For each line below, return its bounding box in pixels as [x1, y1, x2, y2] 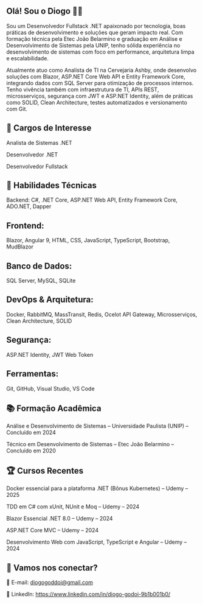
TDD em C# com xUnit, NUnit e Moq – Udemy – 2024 [6, 503, 140, 510]
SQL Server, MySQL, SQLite [6, 277, 76, 284]
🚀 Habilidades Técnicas [6, 180, 97, 191]
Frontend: [6, 220, 44, 231]
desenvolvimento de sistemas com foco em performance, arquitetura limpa [6, 48, 194, 55]
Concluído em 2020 [6, 447, 56, 454]
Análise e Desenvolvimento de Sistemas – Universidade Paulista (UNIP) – [6, 423, 189, 430]
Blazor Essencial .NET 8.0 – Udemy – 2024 [6, 515, 114, 522]
